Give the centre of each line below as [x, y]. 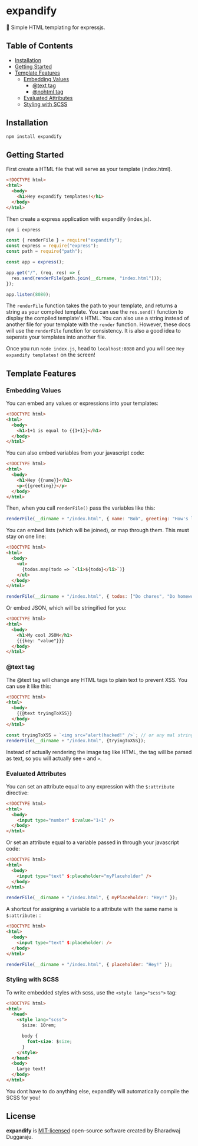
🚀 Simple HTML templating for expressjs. [56, 27]
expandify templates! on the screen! [51, 355]
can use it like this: [29, 686]
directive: [17, 793]
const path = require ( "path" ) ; [44, 252]
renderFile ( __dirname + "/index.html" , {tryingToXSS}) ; [76, 741]
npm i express [24, 230]
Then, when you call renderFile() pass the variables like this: [81, 508]
